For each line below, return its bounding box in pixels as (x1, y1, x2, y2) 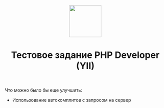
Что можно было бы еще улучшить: (5, 87, 83, 93)
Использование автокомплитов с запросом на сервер (12, 97, 131, 103)
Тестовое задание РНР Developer (11, 49, 160, 61)
